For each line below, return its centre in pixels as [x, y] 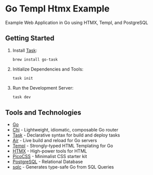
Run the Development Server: [43, 87]
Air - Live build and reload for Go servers [55, 140]
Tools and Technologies [43, 112]
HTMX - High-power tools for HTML [50, 151]
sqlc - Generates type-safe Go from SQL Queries [63, 167]
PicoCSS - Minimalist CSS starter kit [50, 156]
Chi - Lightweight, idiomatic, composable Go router [65, 130]
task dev [22, 97]
